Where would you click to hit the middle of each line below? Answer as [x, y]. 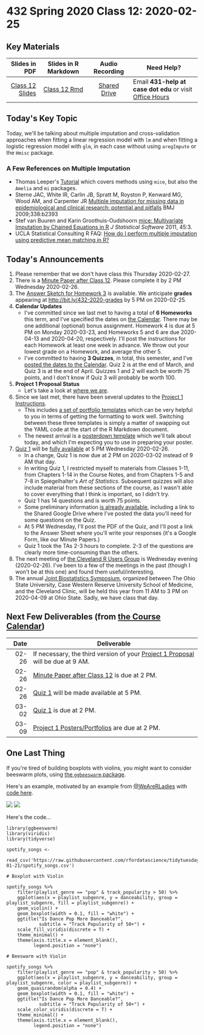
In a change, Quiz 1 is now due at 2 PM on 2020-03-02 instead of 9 [108, 455]
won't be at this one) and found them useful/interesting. [85, 572]
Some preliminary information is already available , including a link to [109, 507]
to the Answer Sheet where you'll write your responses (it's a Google [110, 533]
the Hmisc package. [30, 152]
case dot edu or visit [162, 89]
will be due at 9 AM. [61, 661]
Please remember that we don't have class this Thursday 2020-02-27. [103, 274]
